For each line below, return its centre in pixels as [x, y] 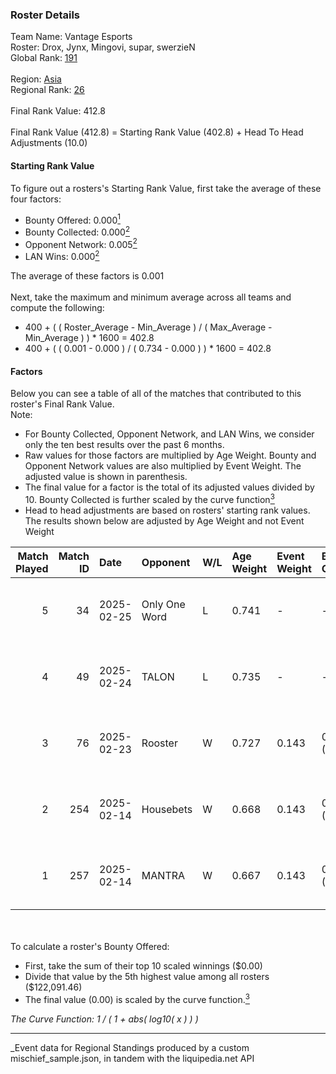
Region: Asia [36, 79]
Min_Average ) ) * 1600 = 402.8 [89, 338]
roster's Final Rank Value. [62, 404]
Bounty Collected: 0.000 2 [77, 231]
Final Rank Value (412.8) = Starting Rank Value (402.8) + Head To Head [157, 132]
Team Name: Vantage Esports [71, 37]
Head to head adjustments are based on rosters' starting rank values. [167, 510]
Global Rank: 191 [44, 58]
